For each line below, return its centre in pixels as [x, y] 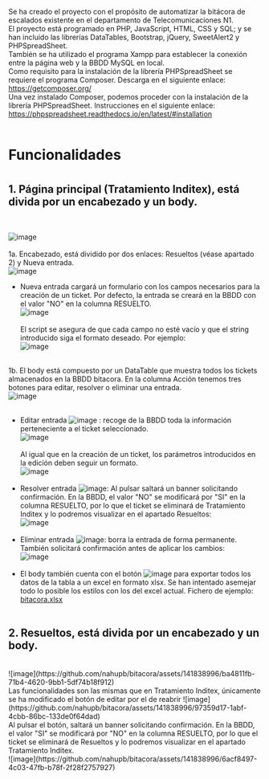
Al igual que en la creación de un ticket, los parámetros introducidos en [138, 454]
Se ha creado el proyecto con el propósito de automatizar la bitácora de [127, 12]
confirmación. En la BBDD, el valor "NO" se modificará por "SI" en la [133, 496]
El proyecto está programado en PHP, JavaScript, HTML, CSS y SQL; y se [130, 29]
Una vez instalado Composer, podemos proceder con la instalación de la [128, 97]
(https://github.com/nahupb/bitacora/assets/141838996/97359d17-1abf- [128, 708]
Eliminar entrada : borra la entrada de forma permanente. [128, 539]
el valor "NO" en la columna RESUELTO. [86, 304]
